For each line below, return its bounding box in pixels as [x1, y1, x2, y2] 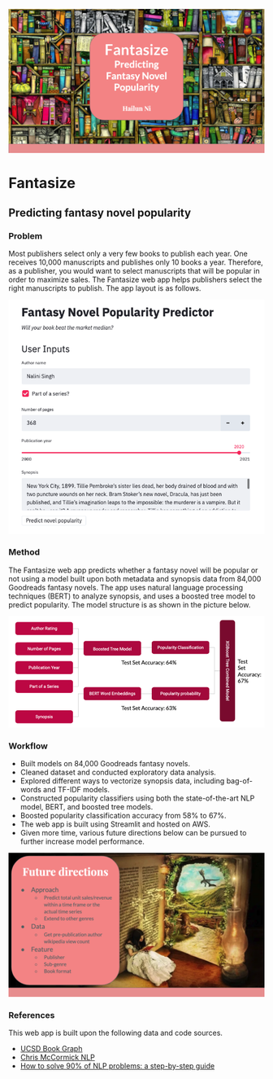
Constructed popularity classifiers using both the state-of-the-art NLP [19, 793, 255, 803]
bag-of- [226, 776, 253, 786]
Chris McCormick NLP [19, 1052, 95, 1063]
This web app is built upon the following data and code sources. [8, 1028, 223, 1038]
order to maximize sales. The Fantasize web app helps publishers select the [8, 274, 262, 285]
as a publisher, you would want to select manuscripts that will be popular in [8, 266, 260, 276]
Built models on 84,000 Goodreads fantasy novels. [19, 759, 191, 769]
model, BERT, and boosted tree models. [19, 802, 154, 812]
